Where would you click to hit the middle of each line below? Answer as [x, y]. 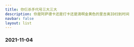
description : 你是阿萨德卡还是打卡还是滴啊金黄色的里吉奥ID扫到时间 [67, 14]
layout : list [18, 23]
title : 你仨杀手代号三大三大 [31, 9]
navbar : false [20, 18]
